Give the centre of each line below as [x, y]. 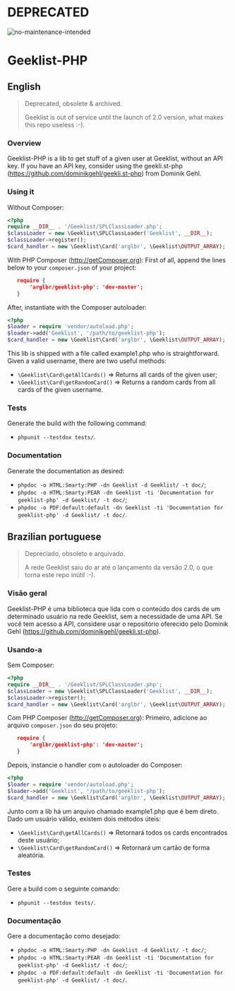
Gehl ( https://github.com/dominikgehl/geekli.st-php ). [84, 631]
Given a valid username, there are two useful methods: [87, 361]
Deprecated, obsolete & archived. [73, 103]
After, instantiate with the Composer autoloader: [77, 307]
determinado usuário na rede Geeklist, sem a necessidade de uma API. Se [115, 616]
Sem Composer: [31, 665]
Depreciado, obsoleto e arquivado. [75, 554]
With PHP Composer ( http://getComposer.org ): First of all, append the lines [116, 260]
